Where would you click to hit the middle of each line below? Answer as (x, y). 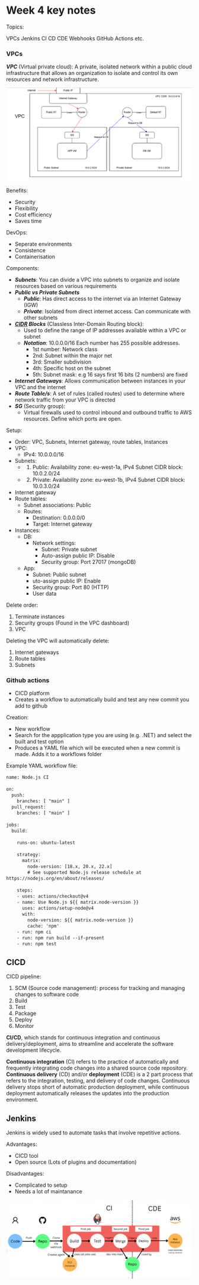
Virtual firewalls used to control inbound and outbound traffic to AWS (108, 412)
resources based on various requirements (66, 286)
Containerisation (35, 257)
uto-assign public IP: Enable (67, 581)
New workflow (32, 729)
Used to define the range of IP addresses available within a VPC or (105, 330)
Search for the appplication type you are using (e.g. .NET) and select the (103, 735)
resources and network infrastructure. (52, 79)
